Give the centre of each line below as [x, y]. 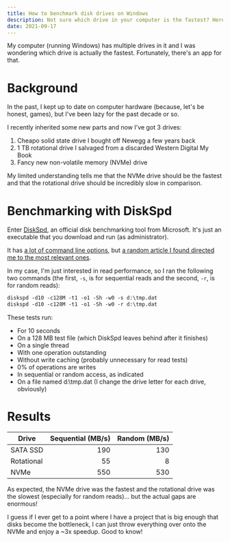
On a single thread [43, 345]
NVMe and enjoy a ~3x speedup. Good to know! [75, 531]
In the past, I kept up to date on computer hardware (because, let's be [106, 107]
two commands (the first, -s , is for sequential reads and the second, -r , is [111, 278]
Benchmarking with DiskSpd [90, 211]
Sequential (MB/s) [80, 438]
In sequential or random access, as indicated [80, 374]
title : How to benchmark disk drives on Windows [78, 13]
